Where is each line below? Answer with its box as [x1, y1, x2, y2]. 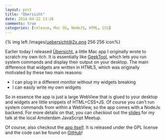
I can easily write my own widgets [12, 84, 81, 90]
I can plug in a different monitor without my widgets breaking [12, 79, 136, 85]
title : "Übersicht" [5, 12, 45, 17]
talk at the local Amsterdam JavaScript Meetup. [5, 115, 102, 121]
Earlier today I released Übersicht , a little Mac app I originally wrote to [5, 49, 146, 55]
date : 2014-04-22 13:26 [5, 16, 54, 21]
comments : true [5, 21, 36, 26]
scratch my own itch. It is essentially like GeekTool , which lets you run [5, 54, 147, 60]
